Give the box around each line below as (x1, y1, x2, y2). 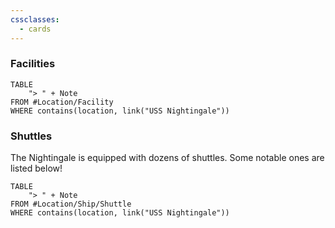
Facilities (10, 57, 56, 71)
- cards (19, 24, 52, 34)
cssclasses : (10, 14, 60, 25)
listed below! (10, 162, 63, 175)
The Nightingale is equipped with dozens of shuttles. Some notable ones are (10, 152, 325, 164)
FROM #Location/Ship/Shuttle (10, 199, 132, 210)
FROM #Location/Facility (10, 97, 114, 107)
